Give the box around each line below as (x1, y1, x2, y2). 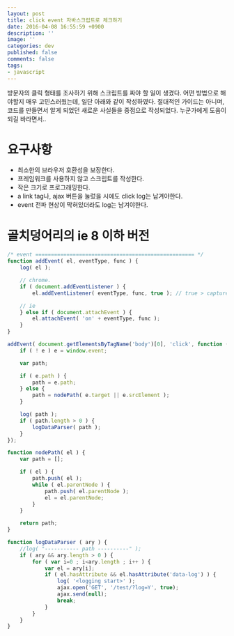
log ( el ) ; (19, 264, 52, 272)
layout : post (7, 10, 45, 17)
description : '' (7, 29, 54, 37)
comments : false (7, 56, 54, 63)
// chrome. (19, 277, 52, 284)
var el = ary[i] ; (44, 565, 95, 572)
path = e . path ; (32, 379, 77, 386)
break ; (56, 597, 77, 604)
